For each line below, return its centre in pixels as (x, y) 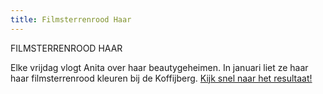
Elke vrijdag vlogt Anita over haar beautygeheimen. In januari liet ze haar (159, 67)
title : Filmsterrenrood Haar (71, 19)
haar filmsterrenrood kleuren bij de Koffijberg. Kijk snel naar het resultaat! (161, 78)
